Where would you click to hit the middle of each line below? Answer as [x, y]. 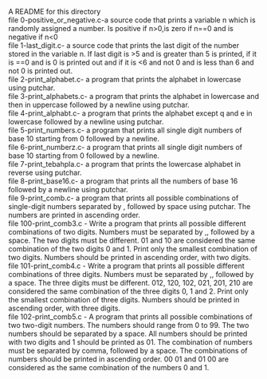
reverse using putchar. [45, 172]
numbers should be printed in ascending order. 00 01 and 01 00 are [119, 359]
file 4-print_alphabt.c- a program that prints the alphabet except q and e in [130, 113]
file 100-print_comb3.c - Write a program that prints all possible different [127, 223]
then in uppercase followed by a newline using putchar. [99, 105]
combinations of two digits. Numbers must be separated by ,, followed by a [132, 232]
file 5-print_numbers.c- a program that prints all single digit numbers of [125, 130]
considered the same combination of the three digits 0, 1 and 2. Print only [128, 291]
